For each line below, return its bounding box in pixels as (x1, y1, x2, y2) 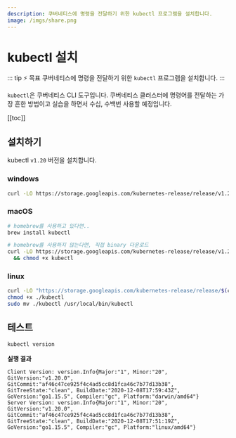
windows (7, 174, 39, 183)
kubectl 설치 (7, 49, 79, 65)
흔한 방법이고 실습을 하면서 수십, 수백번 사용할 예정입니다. (14, 100, 172, 108)
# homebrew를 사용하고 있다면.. (7, 222, 90, 229)
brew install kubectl (7, 229, 71, 236)
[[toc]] (7, 114, 26, 122)
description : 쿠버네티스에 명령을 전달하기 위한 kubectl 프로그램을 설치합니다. (7, 10, 213, 18)
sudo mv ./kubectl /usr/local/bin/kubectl (7, 300, 133, 308)
